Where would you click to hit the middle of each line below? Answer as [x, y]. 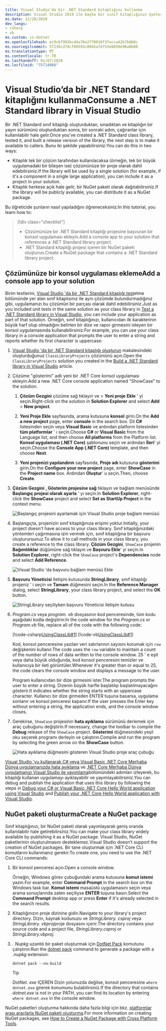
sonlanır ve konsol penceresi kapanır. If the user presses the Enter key [83, 701]
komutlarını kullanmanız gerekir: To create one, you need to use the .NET [79, 852]
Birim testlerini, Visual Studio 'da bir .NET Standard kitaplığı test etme [75, 293]
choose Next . [34, 453]
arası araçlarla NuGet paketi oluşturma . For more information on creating [78, 1013]
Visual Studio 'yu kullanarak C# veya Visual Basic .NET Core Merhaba [76, 761]
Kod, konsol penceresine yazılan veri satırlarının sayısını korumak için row [86, 644]
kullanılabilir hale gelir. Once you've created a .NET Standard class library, [80, 135]
